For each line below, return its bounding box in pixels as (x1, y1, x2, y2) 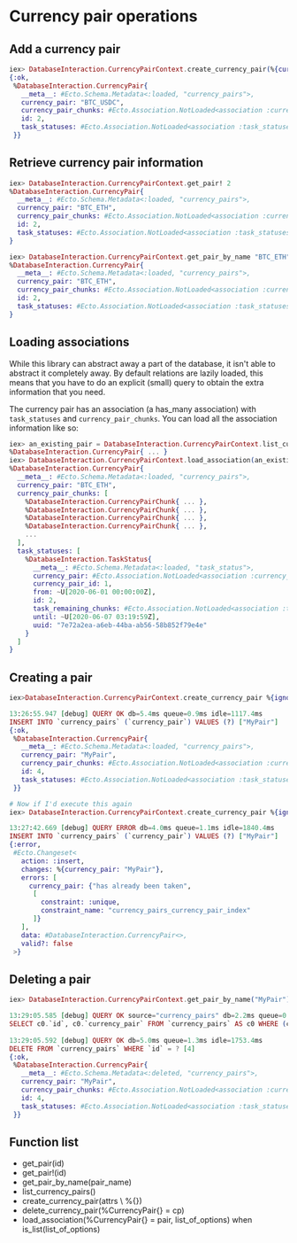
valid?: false (20, 939, 73, 948)
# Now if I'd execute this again (9, 799, 133, 808)
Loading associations (9, 335, 130, 350)
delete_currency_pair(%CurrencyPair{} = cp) (21, 1205, 185, 1216)
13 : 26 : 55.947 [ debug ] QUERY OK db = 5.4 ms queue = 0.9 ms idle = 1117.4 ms (9, 709, 263, 719)
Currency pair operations (9, 6, 198, 27)
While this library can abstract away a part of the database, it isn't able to (9, 358, 276, 369)
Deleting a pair (9, 972, 91, 987)
